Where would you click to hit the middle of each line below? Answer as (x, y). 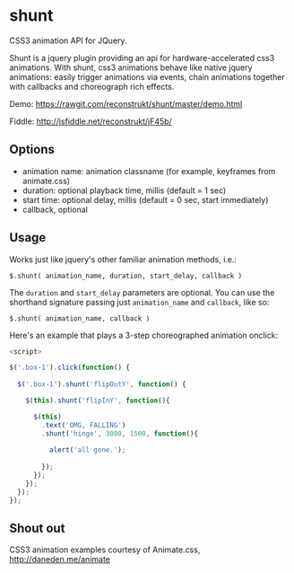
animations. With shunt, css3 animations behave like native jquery (131, 67)
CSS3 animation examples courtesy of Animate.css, (105, 550)
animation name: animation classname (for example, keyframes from (149, 171)
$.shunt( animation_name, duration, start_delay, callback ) (126, 276)
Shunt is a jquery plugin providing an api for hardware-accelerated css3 (142, 57)
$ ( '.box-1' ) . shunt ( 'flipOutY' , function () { (102, 384)
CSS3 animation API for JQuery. (68, 40)
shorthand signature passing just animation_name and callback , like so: (139, 302)
